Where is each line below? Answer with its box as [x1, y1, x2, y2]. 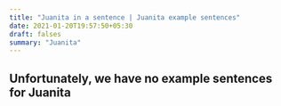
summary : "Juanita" [9, 37, 82, 47]
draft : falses [9, 29, 62, 38]
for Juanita [9, 85, 71, 100]
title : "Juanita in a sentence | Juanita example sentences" [9, 12, 241, 22]
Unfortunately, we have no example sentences [9, 70, 273, 86]
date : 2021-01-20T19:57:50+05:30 [9, 21, 133, 30]
